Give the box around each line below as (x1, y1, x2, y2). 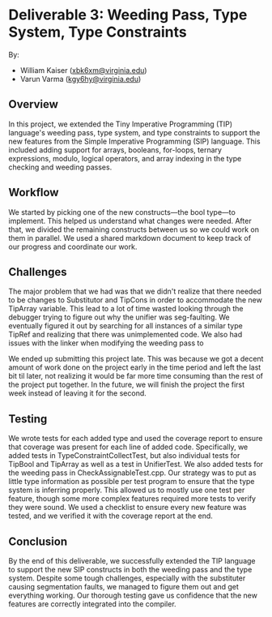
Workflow (8, 186, 59, 199)
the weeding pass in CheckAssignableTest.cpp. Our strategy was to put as (8, 468, 257, 478)
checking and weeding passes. (8, 162, 113, 172)
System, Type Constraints (8, 23, 188, 41)
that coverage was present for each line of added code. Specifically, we (8, 442, 249, 452)
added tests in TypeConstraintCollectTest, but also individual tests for (8, 451, 240, 461)
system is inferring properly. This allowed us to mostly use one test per (8, 485, 245, 495)
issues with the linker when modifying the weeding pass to (8, 338, 204, 348)
